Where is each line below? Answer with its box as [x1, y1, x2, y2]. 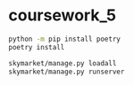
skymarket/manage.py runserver [8, 67, 125, 76]
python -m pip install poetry [8, 35, 121, 43]
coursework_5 [8, 5, 117, 26]
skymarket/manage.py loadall [8, 58, 117, 67]
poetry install [8, 42, 65, 51]
